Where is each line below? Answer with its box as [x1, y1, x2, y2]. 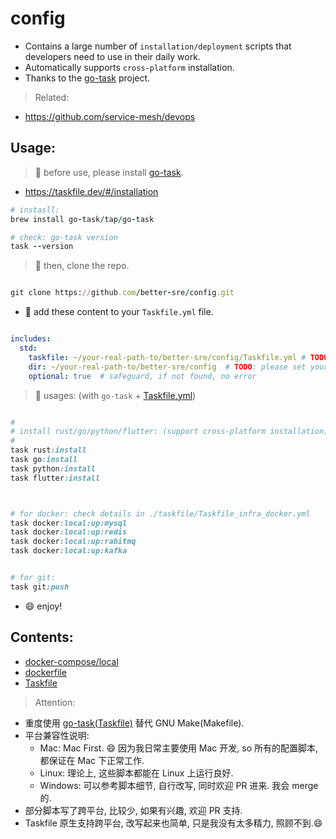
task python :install [10, 463, 97, 474]
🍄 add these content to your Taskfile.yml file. [24, 306, 214, 318]
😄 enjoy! [24, 600, 63, 612]
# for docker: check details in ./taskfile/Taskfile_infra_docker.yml [10, 508, 311, 519]
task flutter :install [10, 473, 101, 483]
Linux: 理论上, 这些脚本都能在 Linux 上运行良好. [39, 767, 234, 779]
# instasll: [10, 205, 60, 215]
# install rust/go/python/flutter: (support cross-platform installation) [10, 427, 329, 437]
